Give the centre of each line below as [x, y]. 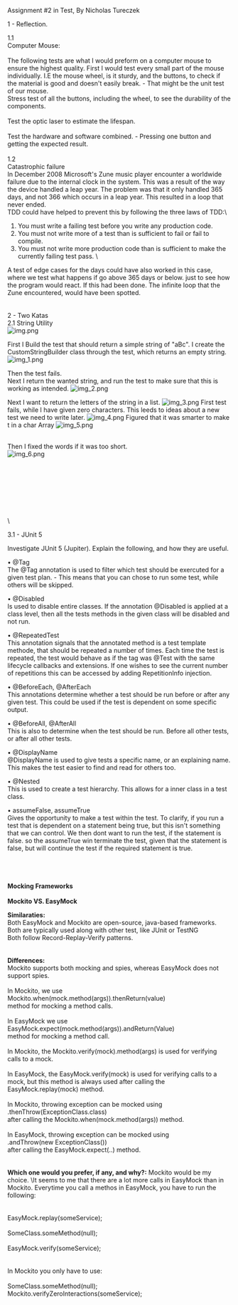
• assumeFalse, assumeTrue [49, 810]
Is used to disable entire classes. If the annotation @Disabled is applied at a [118, 606]
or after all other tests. [40, 738]
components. [27, 106]
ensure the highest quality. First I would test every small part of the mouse [116, 68]
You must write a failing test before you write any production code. [115, 226]
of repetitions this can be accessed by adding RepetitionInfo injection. [109, 673]
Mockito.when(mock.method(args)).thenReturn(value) [86, 998]
